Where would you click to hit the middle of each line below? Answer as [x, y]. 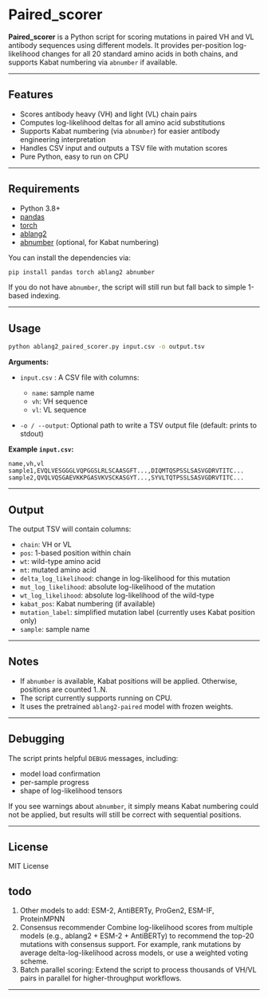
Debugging [37, 739]
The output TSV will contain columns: [70, 529]
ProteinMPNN [42, 919]
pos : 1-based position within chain [75, 553]
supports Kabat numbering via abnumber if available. [93, 62]
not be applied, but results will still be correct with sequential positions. [125, 815]
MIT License [29, 866]
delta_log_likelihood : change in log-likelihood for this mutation [125, 578]
